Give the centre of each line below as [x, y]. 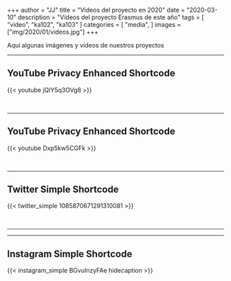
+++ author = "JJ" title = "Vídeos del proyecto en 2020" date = [96, 10]
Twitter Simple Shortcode [63, 190]
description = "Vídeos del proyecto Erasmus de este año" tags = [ [111, 17]
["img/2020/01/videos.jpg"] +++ [53, 32]
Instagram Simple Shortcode [70, 254]
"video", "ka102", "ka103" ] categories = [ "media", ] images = [94, 24]
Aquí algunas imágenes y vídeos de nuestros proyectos [86, 45]
